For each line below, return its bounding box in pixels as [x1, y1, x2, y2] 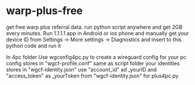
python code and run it [6, 42, 61, 49]
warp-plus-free [6, 4, 83, 18]
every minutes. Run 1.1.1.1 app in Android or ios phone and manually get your [6, 29, 189, 36]
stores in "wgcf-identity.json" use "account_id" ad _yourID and [6, 66, 157, 73]
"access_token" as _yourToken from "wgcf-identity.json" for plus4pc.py [6, 72, 179, 79]
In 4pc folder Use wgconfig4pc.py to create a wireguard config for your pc [6, 53, 187, 60]
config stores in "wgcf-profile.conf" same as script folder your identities [6, 60, 180, 67]
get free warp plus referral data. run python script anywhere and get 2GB [6, 23, 183, 30]
